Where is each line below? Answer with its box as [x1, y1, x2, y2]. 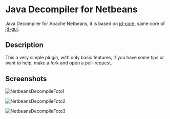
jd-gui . [5, 26, 19, 32]
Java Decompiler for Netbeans [5, 4, 138, 15]
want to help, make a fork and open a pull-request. [5, 60, 112, 66]
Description [5, 41, 44, 50]
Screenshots [5, 75, 47, 83]
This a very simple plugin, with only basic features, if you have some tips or [5, 54, 164, 60]
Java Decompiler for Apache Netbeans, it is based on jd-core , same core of [5, 20, 165, 27]
